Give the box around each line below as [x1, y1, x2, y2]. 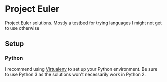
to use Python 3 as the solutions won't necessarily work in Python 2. [5, 71, 146, 77]
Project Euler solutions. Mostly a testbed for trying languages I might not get [5, 20, 162, 26]
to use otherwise [5, 25, 40, 31]
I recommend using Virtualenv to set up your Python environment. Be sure [5, 66, 158, 72]
